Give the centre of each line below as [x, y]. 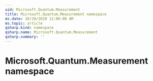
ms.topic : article [24, 23]
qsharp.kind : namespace [30, 28]
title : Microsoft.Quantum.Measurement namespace [56, 14]
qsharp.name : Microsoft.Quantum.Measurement [51, 32]
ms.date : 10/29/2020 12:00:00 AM [39, 19]
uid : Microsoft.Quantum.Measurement [43, 10]
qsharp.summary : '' [25, 37]
